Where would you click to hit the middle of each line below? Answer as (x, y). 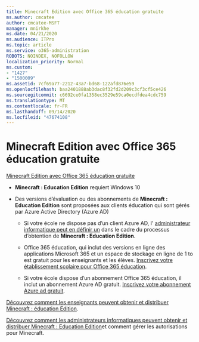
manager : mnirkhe (28, 28)
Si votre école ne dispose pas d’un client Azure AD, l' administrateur (107, 223)
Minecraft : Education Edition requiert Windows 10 (77, 187)
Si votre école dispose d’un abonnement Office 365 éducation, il (102, 278)
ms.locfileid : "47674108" (38, 117)
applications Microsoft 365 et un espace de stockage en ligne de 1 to (108, 254)
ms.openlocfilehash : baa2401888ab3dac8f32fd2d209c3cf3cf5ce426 (86, 90)
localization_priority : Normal (45, 61)
